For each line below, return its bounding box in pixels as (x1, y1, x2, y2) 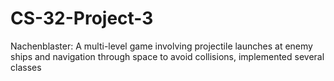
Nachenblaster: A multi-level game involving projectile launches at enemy (10, 40, 313, 52)
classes (10, 61, 42, 73)
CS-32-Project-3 (10, 7, 154, 30)
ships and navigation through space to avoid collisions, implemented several (10, 50, 325, 62)
